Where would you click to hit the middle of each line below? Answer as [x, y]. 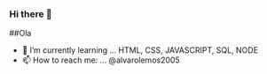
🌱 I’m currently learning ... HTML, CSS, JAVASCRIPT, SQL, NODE [140, 50]
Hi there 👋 [31, 14]
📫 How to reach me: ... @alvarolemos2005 [101, 60]
